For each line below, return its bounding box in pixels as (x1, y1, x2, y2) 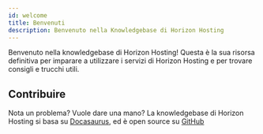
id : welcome (8, 11, 47, 20)
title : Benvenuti (8, 19, 66, 27)
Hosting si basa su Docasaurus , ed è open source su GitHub (8, 117, 205, 126)
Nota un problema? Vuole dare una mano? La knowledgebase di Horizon (8, 108, 244, 118)
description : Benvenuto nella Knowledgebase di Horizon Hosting (8, 26, 224, 34)
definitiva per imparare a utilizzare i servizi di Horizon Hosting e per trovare (8, 56, 253, 65)
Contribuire (8, 87, 66, 101)
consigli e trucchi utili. (8, 65, 80, 74)
